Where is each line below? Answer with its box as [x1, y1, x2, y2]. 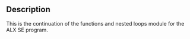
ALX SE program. [6, 26, 49, 33]
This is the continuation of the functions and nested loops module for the [6, 20, 185, 27]
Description [6, 5, 50, 15]
